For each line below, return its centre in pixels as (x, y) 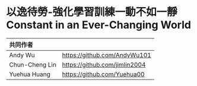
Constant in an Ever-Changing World (99, 25)
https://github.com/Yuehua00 (103, 74)
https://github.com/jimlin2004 (104, 64)
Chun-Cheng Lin (33, 64)
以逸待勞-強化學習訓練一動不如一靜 (92, 12)
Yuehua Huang (30, 74)
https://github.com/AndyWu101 (107, 55)
